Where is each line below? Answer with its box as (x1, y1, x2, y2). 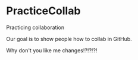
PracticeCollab (6, 4, 81, 18)
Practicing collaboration (6, 24, 64, 31)
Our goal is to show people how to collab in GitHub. (6, 35, 132, 42)
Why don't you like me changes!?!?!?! (6, 46, 98, 54)
